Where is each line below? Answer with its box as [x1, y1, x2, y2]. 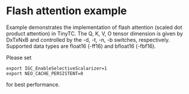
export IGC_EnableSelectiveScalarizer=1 [6, 65, 108, 72]
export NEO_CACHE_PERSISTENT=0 [6, 70, 84, 76]
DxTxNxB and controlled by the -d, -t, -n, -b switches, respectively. [6, 36, 170, 43]
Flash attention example [6, 4, 127, 18]
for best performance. [6, 81, 60, 88]
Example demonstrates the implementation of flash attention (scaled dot [6, 24, 182, 31]
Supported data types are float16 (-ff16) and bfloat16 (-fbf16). [6, 43, 156, 50]
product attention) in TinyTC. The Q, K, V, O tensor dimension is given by [6, 30, 184, 37]
